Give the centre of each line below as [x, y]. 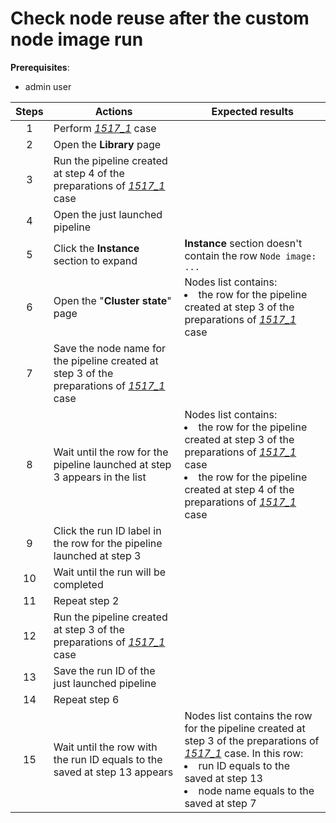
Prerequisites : [40, 67]
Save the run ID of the [104, 670]
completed [78, 584]
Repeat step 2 [86, 600]
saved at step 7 [220, 803]
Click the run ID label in [107, 530]
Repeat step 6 [86, 699]
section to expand [95, 260]
